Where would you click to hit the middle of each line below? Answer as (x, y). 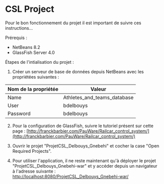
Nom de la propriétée (33, 89)
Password (19, 113)
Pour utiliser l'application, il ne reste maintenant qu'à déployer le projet (84, 161)
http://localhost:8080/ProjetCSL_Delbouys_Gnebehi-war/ (70, 176)
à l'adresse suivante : (34, 171)
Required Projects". (32, 151)
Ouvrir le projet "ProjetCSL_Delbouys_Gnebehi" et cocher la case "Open (86, 146)
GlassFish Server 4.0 (34, 52)
